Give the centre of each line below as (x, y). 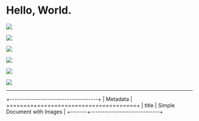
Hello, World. (39, 10)
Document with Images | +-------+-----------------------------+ (85, 112)
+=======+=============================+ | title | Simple (91, 105)
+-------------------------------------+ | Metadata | (69, 99)
